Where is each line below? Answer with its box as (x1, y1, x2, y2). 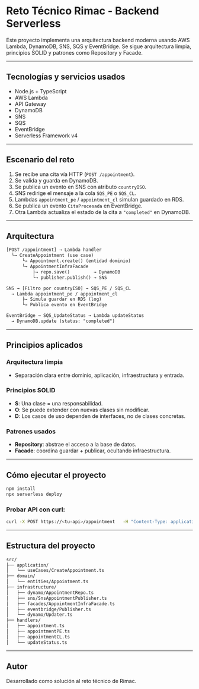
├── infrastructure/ (6, 584, 57, 590)
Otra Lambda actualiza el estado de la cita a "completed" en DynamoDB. (14, 208, 191, 215)
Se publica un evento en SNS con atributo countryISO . (14, 183, 147, 190)
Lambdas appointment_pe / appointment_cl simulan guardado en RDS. (14, 196, 184, 203)
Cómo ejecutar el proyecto (6, 470, 107, 480)
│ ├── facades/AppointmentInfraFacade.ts (6, 600, 115, 607)
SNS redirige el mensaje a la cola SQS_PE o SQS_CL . (14, 189, 136, 197)
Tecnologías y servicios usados (6, 72, 126, 82)
